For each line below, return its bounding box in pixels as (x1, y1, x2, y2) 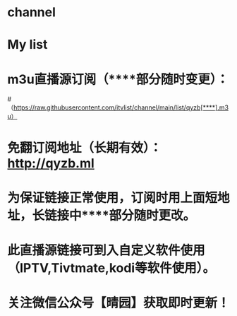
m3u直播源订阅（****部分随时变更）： (7, 71, 229, 87)
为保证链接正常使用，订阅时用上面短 (7, 189, 218, 206)
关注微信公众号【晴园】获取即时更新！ (7, 295, 231, 311)
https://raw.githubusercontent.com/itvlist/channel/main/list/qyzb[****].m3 (13, 103, 229, 112)
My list (7, 37, 48, 53)
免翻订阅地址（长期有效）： (7, 139, 162, 156)
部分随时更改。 (109, 207, 196, 223)
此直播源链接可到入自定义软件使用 (7, 242, 206, 258)
